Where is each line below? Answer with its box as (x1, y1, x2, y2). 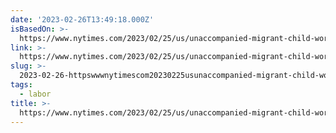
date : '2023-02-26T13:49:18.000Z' (10, 14, 155, 25)
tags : (10, 80, 33, 90)
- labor (19, 89, 52, 99)
